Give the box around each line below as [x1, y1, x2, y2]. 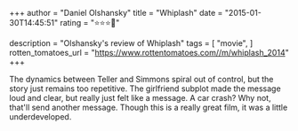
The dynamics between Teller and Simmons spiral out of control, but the [9, 74, 274, 84]
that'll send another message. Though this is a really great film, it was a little [9, 102, 288, 112]
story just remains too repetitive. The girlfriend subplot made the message [9, 83, 282, 94]
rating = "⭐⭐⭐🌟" [60, 18, 120, 27]
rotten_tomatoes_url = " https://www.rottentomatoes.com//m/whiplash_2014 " [9, 48, 289, 58]
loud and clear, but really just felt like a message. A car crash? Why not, [9, 93, 271, 103]
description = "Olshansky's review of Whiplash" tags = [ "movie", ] [9, 38, 254, 48]
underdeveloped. [9, 112, 72, 122]
